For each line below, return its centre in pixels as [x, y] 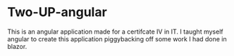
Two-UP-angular [57, 12]
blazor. [17, 46]
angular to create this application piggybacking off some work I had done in [117, 38]
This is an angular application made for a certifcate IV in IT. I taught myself [115, 31]
